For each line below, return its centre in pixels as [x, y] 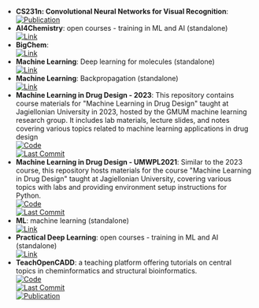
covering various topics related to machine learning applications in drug [132, 128]
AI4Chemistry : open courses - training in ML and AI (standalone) [122, 28]
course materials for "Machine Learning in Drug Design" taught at [122, 103]
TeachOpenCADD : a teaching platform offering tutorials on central [124, 262]
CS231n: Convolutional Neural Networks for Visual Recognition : [122, 11]
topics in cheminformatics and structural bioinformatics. [106, 271]
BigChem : [32, 45]
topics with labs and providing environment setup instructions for [121, 187]
